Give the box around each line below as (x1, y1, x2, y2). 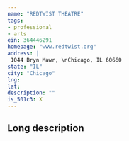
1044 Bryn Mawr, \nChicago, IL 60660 (10, 57, 122, 64)
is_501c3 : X (7, 96, 43, 103)
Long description (7, 122, 84, 135)
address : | (7, 50, 40, 57)
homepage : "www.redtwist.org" (7, 43, 97, 50)
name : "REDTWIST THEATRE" (7, 10, 84, 18)
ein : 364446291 (7, 37, 52, 44)
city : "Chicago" (7, 69, 55, 77)
